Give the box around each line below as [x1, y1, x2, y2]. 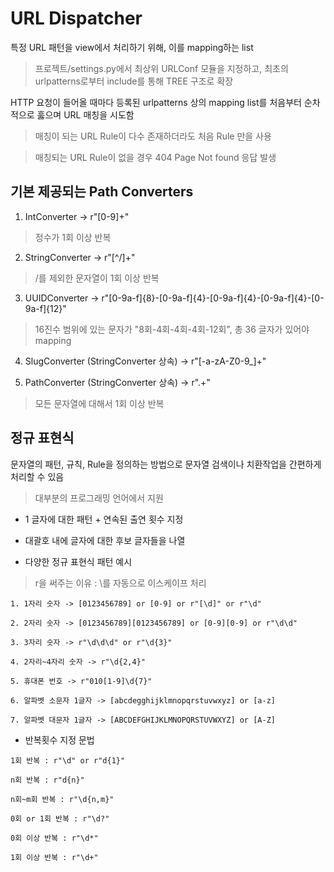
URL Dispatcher [10, 7, 143, 30]
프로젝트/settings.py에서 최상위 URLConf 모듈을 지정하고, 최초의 [34, 62, 289, 74]
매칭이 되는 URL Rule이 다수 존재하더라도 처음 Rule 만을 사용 [34, 130, 272, 142]
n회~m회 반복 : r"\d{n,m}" [10, 794, 115, 804]
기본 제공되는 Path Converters [10, 183, 194, 201]
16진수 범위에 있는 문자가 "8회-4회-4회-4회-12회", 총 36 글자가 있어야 [34, 323, 310, 335]
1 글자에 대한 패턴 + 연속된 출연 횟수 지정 [24, 513, 184, 525]
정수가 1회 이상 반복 [34, 231, 112, 243]
